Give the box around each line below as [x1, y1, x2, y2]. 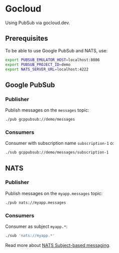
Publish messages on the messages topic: [5, 107, 89, 113]
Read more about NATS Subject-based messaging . [5, 242, 110, 248]
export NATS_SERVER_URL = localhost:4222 [5, 66, 89, 72]
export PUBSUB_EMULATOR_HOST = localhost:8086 [5, 57, 100, 62]
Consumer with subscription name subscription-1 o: [5, 140, 114, 146]
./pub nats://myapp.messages [5, 200, 66, 205]
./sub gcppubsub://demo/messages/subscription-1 [5, 150, 109, 155]
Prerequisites [5, 34, 48, 43]
